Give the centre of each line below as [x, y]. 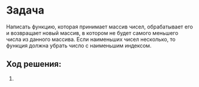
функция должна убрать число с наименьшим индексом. [79, 46]
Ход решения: [34, 64]
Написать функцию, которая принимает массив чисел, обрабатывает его [99, 27]
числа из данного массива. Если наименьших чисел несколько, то [91, 39]
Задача [25, 10]
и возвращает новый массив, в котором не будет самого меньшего [92, 33]
